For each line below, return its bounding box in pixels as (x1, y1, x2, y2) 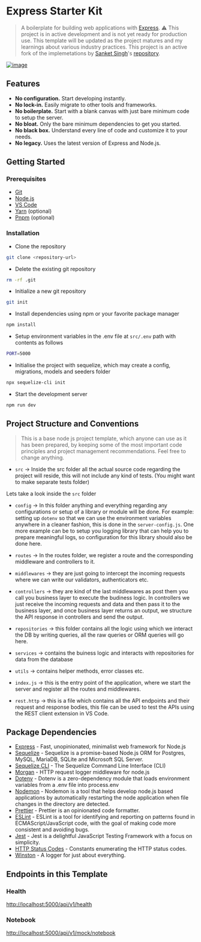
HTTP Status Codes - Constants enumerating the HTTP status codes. (14, 845, 187, 852)
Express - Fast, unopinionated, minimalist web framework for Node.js (14, 743, 186, 750)
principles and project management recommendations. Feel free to (20, 447, 186, 454)
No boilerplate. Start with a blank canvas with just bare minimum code (14, 107, 190, 115)
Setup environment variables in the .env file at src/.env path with (14, 332, 176, 340)
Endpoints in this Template (6, 869, 108, 879)
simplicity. (14, 839, 40, 846)
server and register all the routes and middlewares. (14, 685, 141, 693)
